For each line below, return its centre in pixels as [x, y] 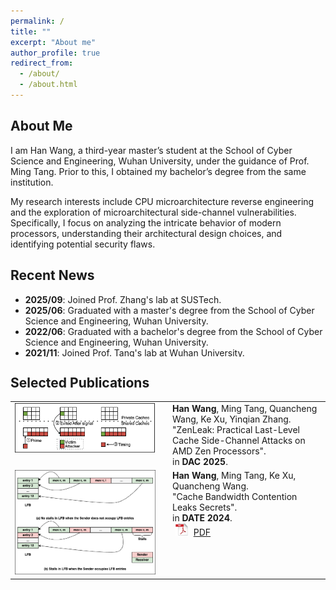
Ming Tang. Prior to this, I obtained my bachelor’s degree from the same [158, 171]
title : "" [31, 31]
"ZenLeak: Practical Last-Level [236, 430]
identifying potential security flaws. [83, 244]
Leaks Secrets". [205, 507]
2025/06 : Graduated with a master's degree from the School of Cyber [169, 310]
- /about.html [48, 85]
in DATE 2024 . [202, 518]
